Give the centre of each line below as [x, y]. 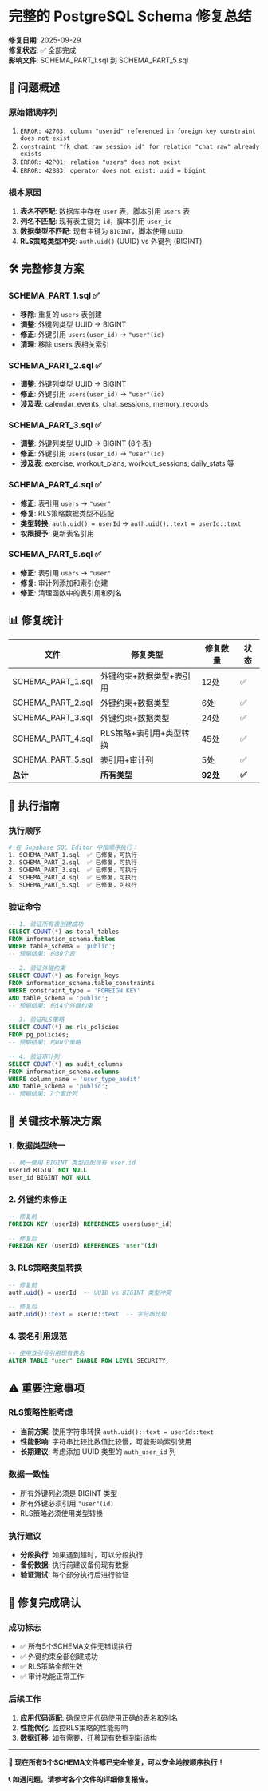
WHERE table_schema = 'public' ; [62, 946]
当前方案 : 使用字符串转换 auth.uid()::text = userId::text [116, 1431]
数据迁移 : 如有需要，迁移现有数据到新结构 [88, 1738]
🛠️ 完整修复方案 [46, 269]
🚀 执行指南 [34, 806]
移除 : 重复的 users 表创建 [61, 314]
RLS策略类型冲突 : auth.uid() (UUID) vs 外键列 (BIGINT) [111, 241]
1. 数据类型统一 [37, 1145]
